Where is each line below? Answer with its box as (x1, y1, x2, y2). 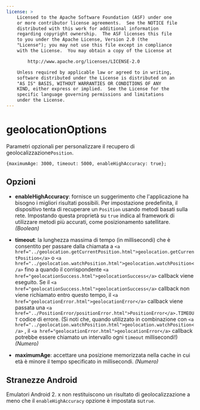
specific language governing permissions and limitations (17, 92, 164, 98)
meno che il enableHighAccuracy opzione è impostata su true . (6, 397, 155, 405)
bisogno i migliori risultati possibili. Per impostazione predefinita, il (14, 199, 178, 206)
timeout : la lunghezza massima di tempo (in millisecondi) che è (14, 236, 171, 243)
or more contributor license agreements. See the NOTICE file (17, 20, 178, 26)
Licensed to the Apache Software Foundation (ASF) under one (17, 14, 172, 20)
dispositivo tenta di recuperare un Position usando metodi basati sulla (14, 205, 188, 212)
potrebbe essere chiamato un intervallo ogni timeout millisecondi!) (14, 333, 178, 341)
